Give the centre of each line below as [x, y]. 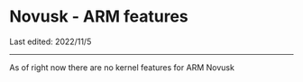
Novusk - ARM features [99, 17]
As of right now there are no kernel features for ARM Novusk [122, 67]
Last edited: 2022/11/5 [50, 41]
